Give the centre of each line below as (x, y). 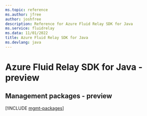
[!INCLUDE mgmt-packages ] (34, 108)
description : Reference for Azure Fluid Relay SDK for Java (69, 24)
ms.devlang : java (23, 42)
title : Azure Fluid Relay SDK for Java (47, 38)
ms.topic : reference (27, 10)
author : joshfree (23, 19)
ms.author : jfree (23, 14)
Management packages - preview (59, 96)
